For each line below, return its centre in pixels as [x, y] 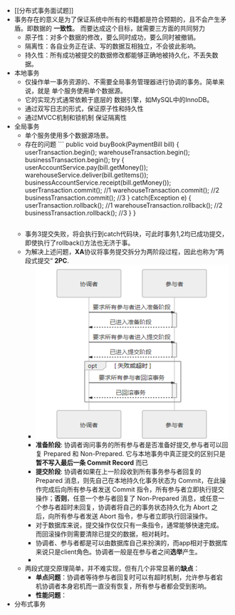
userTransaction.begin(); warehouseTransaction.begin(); [107, 152]
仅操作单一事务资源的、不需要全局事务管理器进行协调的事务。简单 [121, 82]
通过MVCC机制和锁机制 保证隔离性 [75, 117]
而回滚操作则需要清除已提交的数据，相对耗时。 [104, 534]
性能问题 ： [51, 595]
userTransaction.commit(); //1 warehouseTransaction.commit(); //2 [122, 190]
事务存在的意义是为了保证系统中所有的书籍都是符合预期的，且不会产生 [117, 19]
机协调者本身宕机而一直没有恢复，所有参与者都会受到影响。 [123, 586]
